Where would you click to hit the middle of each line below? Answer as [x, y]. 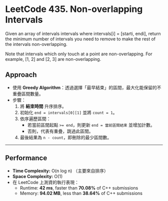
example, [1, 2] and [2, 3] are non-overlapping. [53, 59]
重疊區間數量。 [28, 94]
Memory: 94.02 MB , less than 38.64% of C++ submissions [81, 193]
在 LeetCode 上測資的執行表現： [45, 182]
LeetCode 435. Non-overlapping [74, 9]
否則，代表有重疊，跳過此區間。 [60, 131]
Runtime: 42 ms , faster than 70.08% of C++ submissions [79, 188]
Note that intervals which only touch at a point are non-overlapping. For [79, 54]
